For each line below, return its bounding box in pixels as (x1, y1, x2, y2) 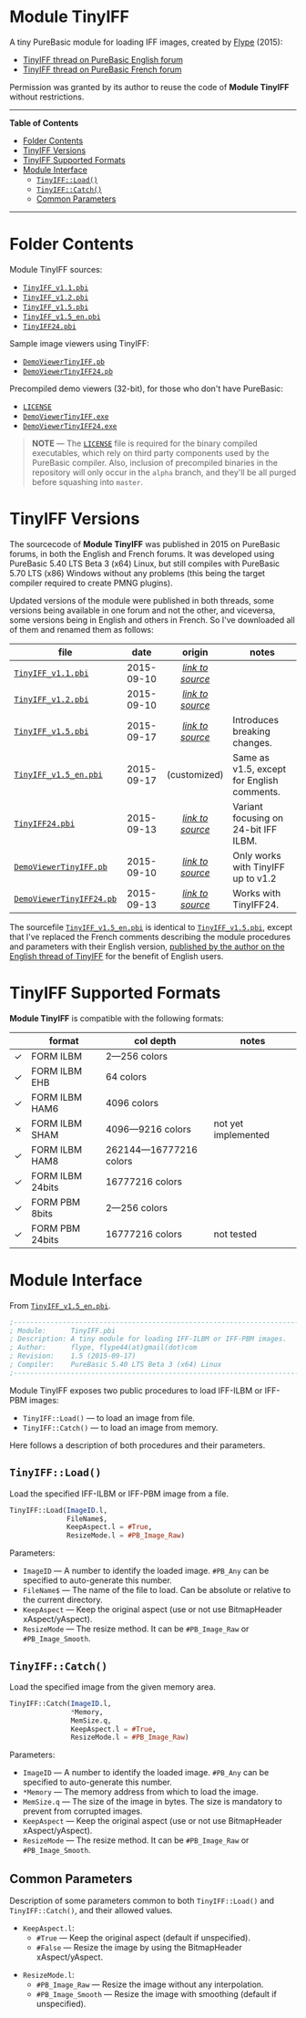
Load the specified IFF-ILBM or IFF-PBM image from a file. (9, 1488, 229, 1499)
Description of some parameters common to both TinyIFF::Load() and (9, 1895, 275, 1907)
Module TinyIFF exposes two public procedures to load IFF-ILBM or (9, 1384, 263, 1396)
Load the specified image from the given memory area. (9, 1681, 216, 1692)
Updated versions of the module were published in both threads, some (9, 595, 275, 605)
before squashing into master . (31, 476, 144, 487)
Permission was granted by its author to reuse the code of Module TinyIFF (9, 81, 290, 92)
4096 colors (105, 1096, 159, 1109)
